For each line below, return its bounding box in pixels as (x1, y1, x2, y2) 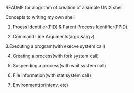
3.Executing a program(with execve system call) (5, 43, 105, 49)
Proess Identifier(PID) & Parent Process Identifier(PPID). (12, 24, 129, 30)
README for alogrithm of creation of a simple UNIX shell (5, 5, 123, 10)
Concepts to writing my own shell (5, 14, 75, 20)
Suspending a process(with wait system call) (12, 63, 106, 68)
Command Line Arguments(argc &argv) (12, 34, 95, 39)
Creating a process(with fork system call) (12, 53, 99, 59)
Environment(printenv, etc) (12, 82, 68, 88)
